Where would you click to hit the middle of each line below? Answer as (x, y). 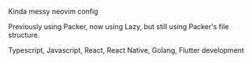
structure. (24, 35)
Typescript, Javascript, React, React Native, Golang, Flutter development (126, 50)
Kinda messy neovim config (53, 11)
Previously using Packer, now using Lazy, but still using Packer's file (119, 26)
